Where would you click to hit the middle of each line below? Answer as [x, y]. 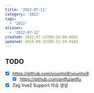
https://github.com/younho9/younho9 [50, 73]
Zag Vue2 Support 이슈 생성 [40, 85]
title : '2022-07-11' [26, 10]
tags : [11, 19]
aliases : [14, 28]
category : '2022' [23, 14]
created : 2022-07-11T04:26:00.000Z [42, 37]
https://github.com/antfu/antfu [50, 79]
